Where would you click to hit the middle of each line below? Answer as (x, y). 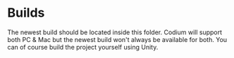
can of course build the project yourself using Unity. (83, 47)
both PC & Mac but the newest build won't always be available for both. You (117, 39)
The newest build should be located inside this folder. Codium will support (115, 32)
